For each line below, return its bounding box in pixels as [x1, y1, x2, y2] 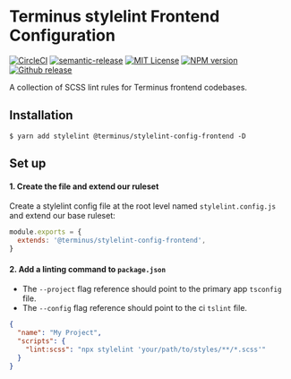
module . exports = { [9, 228, 82, 237]
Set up [9, 156, 47, 171]
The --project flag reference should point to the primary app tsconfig [21, 284, 282, 295]
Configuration [9, 25, 116, 46]
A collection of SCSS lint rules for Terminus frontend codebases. [9, 82, 248, 92]
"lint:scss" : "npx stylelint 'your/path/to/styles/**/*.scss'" [25, 345, 267, 354]
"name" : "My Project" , [17, 329, 102, 338]
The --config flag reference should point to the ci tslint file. [21, 303, 248, 314]
